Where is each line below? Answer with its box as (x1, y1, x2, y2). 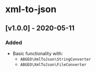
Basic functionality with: (12, 50, 63, 56)
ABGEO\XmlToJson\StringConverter (20, 57, 91, 62)
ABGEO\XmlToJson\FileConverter (20, 62, 87, 67)
